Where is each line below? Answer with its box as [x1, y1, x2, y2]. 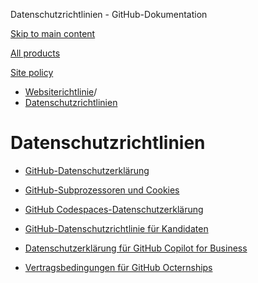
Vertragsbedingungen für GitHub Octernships [24, 261, 213, 273]
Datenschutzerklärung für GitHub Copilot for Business [24, 242, 248, 254]
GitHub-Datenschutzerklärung [24, 164, 150, 176]
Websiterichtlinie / [24, 86, 98, 98]
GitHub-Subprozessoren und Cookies [24, 184, 180, 196]
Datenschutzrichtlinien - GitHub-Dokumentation [10, 9, 208, 20]
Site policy [10, 67, 54, 78]
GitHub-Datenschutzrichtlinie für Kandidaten [24, 222, 209, 234]
